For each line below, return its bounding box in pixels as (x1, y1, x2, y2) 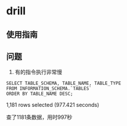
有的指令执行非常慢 (14, 69, 63, 76)
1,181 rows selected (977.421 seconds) (6, 102, 100, 109)
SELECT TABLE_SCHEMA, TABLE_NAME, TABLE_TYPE (6, 81, 121, 87)
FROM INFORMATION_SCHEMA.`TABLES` (6, 85, 92, 92)
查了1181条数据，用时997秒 (6, 113, 73, 121)
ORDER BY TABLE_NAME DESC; (6, 91, 73, 97)
